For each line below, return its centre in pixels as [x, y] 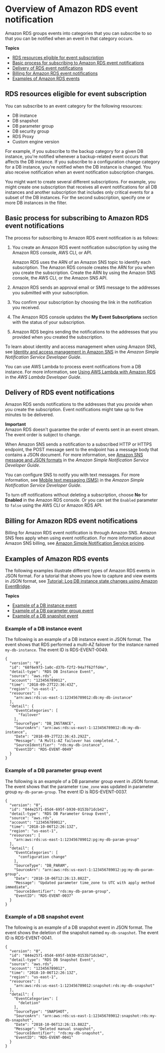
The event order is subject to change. [43, 435]
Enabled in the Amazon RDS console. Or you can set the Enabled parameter [82, 500]
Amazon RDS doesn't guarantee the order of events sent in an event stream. [82, 429]
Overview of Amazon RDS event [72, 9]
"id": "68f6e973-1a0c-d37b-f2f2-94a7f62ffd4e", [59, 667]
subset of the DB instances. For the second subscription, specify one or [78, 197]
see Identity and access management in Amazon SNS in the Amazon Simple [82, 351]
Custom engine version [36, 141]
